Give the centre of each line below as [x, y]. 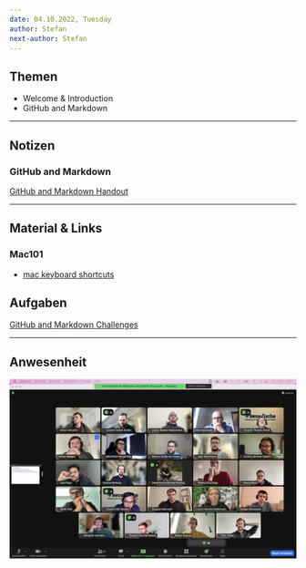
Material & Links [56, 228]
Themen [34, 76]
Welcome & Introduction [68, 98]
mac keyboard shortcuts [68, 274]
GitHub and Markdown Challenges [74, 325]
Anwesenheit [48, 361]
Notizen [32, 145]
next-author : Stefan [49, 38]
